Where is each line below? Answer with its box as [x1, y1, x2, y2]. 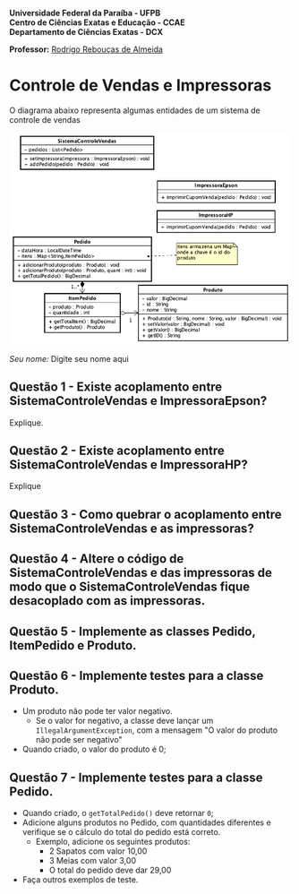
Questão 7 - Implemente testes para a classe [9, 769, 263, 785]
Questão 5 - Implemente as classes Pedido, [9, 623, 256, 639]
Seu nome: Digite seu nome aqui [9, 353, 130, 364]
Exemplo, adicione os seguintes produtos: [35, 837, 191, 847]
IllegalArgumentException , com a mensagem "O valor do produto [35, 725, 278, 735]
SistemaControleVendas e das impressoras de [9, 565, 273, 580]
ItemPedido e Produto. [9, 638, 137, 653]
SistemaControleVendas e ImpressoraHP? [9, 457, 248, 472]
